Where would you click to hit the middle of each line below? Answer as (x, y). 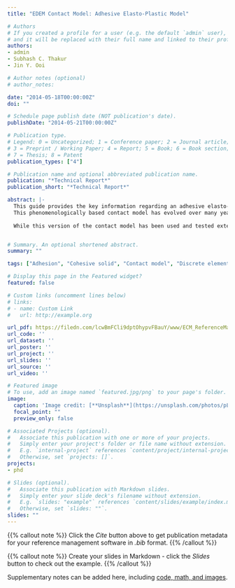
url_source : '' (29, 367)
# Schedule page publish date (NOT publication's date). (92, 116)
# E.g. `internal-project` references (67, 451)
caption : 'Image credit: (50, 405)
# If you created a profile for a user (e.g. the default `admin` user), (117, 33)
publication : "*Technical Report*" (59, 181)
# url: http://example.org (50, 315)
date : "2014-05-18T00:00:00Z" (51, 97)
